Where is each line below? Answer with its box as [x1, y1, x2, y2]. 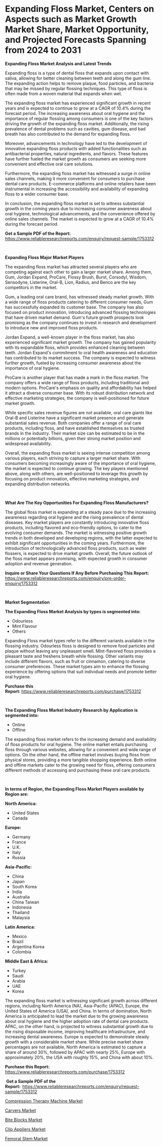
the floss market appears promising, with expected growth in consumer [5, 556, 147, 561]
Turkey [12, 967, 26, 973]
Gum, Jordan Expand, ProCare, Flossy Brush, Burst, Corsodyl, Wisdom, [5, 274, 147, 280]
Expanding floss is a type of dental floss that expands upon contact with [5, 70, 149, 76]
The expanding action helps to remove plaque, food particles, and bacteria [5, 80, 154, 86]
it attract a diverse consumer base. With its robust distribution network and [5, 390, 155, 396]
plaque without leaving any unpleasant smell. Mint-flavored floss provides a [5, 648, 156, 654]
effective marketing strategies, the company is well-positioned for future [5, 395, 149, 401]
